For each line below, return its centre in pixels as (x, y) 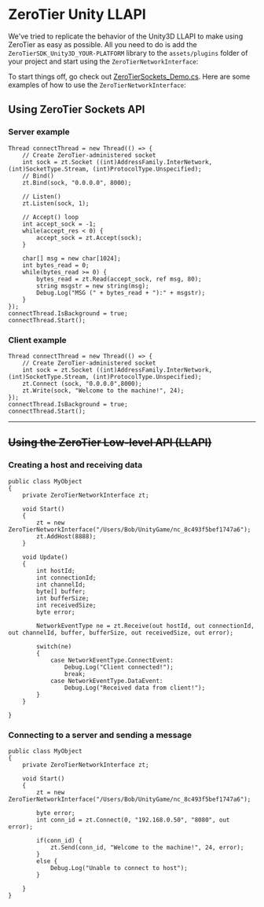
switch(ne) (54, 646)
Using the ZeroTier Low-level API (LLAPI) (110, 443)
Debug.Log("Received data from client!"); (135, 688)
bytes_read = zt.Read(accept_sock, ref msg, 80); (119, 279)
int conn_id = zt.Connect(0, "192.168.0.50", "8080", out (133, 820)
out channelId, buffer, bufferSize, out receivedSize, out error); (121, 633)
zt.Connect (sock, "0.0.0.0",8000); (82, 384)
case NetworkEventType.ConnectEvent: (112, 660)
